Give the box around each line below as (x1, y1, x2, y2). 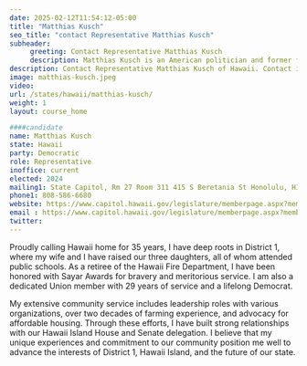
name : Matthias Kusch (9, 131, 92, 141)
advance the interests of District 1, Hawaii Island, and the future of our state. (9, 346, 296, 357)
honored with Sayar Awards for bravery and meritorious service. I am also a (9, 270, 294, 281)
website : (9, 200, 43, 209)
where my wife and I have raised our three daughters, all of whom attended (9, 251, 293, 262)
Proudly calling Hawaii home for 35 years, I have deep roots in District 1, (9, 241, 281, 252)
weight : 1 (9, 98, 48, 108)
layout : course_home (9, 107, 89, 116)
